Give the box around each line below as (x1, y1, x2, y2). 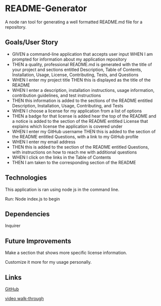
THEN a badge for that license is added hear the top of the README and (12, 113, 156, 119)
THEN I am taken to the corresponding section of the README (12, 159, 136, 165)
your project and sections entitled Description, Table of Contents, (12, 67, 143, 72)
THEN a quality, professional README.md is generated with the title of (12, 61, 152, 67)
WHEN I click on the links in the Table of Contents (12, 154, 111, 160)
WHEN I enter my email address (12, 139, 76, 145)
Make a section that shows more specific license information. (5, 250, 127, 255)
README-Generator (5, 3, 87, 14)
